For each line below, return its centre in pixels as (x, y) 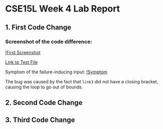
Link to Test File (22, 62)
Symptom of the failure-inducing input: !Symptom (56, 72)
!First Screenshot (23, 52)
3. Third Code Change (40, 120)
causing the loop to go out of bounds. (44, 87)
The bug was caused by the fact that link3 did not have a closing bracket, (82, 81)
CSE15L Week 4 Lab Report (63, 9)
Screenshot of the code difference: (49, 42)
